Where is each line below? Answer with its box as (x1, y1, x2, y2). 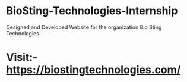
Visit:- (6, 51, 38, 64)
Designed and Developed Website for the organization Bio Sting (6, 24, 162, 31)
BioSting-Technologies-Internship (6, 4, 178, 18)
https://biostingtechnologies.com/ (6, 63, 181, 77)
